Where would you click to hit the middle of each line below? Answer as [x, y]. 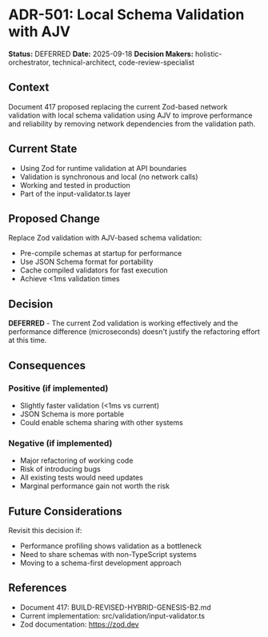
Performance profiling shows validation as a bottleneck [111, 546]
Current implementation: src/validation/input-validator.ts [112, 615]
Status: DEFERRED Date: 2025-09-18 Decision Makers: [101, 54]
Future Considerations [65, 511]
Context [29, 88]
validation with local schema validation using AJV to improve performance [130, 115]
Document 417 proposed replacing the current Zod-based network [118, 106]
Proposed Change [54, 219]
